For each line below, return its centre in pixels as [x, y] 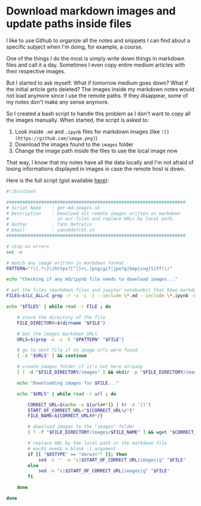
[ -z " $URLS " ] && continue [52, 356]
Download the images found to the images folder [74, 144]
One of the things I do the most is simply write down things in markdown [95, 58]
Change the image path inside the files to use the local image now [96, 151]
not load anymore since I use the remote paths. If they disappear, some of [97, 95]
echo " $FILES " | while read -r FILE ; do [59, 307]
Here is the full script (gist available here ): [58, 180]
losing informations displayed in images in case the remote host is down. [96, 169]
